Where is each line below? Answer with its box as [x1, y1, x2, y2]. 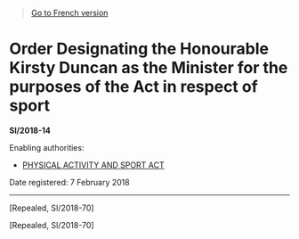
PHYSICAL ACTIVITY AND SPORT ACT [21, 160, 165, 170]
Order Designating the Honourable [9, 39, 270, 59]
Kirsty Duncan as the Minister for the [9, 58, 288, 78]
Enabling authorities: [9, 142, 85, 152]
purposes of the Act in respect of [9, 77, 258, 97]
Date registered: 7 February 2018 [9, 177, 131, 187]
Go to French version [30, 8, 109, 18]
